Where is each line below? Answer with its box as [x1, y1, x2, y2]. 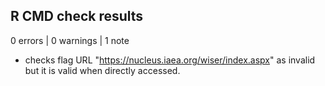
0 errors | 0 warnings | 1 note [10, 34, 130, 46]
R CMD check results [10, 8, 144, 25]
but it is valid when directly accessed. [24, 64, 181, 76]
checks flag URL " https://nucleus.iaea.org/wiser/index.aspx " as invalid [24, 54, 316, 66]
